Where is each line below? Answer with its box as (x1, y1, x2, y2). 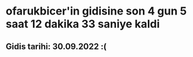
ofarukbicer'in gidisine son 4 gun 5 (5, 4, 187, 18)
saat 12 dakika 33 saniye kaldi (5, 17, 160, 31)
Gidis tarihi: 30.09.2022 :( (5, 41, 107, 52)
